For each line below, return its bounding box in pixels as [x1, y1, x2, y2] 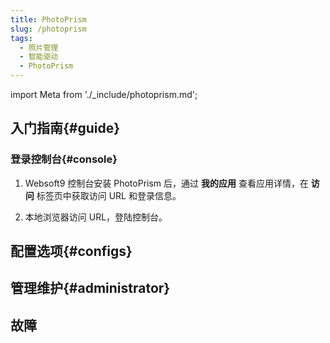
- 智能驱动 [19, 52, 59, 62]
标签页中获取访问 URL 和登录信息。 [36, 189, 182, 201]
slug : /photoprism [10, 24, 87, 34]
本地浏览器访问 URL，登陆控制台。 [24, 211, 168, 223]
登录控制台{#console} [10, 152, 118, 166]
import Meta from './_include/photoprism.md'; [10, 89, 198, 100]
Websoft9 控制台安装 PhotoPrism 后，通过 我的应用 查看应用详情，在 [24, 177, 309, 189]
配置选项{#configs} [10, 243, 133, 260]
